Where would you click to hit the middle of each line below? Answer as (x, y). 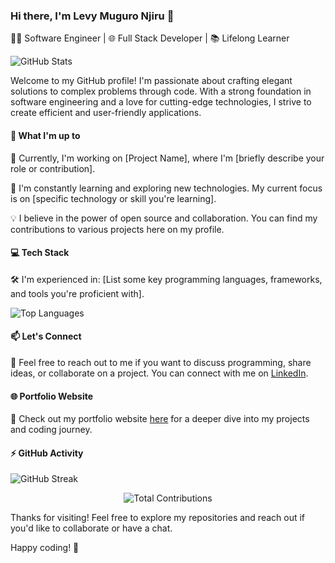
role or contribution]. (53, 168)
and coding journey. (51, 430)
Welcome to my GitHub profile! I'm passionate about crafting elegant (151, 81)
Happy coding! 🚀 (45, 548)
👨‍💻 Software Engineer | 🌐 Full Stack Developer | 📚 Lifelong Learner (150, 38)
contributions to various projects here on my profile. (117, 229)
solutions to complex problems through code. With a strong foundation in (161, 91)
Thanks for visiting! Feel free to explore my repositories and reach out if (158, 518)
